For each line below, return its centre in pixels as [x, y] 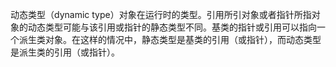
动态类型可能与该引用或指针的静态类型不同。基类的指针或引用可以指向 [172, 27]
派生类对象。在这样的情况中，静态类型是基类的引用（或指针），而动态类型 [170, 39]
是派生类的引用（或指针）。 [65, 52]
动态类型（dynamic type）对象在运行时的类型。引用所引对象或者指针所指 [161, 14]
